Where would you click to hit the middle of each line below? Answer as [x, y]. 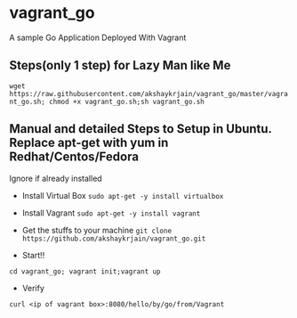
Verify [33, 288]
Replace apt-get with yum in [89, 143]
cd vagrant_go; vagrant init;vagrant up [85, 271]
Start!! [33, 255]
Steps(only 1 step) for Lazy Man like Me [120, 65]
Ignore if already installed [56, 178]
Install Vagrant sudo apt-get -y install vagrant [111, 213]
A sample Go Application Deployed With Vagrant [98, 37]
